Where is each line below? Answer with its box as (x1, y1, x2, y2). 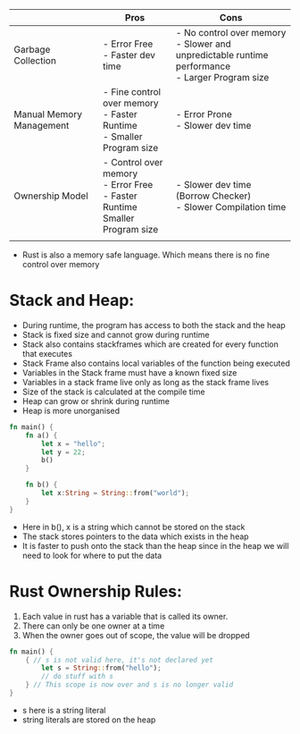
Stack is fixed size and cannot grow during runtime (21, 329, 210, 340)
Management (13, 120, 70, 131)
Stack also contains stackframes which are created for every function (21, 339, 279, 350)
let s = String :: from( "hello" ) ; (41, 663, 162, 673)
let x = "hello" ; (41, 439, 105, 448)
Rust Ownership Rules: (9, 581, 183, 602)
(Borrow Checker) (175, 190, 252, 202)
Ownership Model (13, 190, 89, 202)
